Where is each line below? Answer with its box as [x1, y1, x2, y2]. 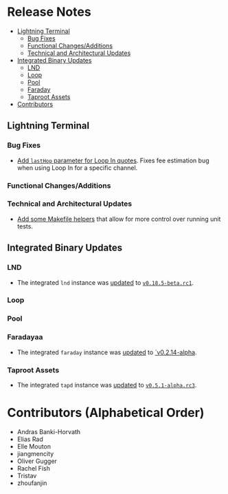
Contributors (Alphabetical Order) [7, 405, 205, 420]
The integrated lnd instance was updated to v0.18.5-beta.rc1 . [16, 278, 194, 286]
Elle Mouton [16, 442, 52, 451]
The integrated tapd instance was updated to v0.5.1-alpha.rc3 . [16, 380, 197, 389]
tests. [16, 222, 33, 230]
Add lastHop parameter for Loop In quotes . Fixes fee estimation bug [16, 156, 209, 164]
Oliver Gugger [16, 457, 57, 465]
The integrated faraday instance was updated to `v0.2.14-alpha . [16, 348, 197, 356]
